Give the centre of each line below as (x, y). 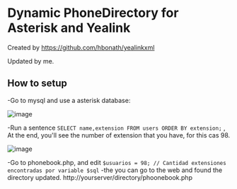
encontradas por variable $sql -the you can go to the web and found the (115, 170)
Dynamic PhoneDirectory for (93, 13)
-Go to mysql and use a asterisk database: (69, 100)
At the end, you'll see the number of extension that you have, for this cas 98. (119, 135)
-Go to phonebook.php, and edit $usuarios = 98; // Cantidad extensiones (117, 162)
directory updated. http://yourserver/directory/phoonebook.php (100, 177)
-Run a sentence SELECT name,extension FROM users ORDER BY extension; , (116, 128)
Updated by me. (31, 61)
